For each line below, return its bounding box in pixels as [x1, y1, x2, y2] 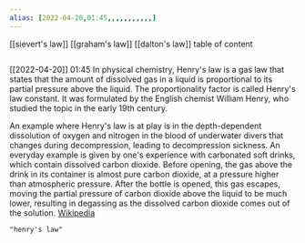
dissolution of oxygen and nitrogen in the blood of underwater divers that [9, 129, 284, 141]
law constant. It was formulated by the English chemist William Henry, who [9, 93, 290, 104]
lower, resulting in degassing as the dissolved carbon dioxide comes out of [9, 197, 290, 208]
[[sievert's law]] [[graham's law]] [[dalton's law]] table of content [9, 38, 253, 49]
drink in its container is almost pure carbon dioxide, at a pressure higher [9, 168, 280, 179]
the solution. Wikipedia [9, 207, 96, 218]
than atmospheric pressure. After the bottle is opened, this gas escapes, [9, 178, 280, 189]
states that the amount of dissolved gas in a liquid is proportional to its [9, 74, 273, 85]
